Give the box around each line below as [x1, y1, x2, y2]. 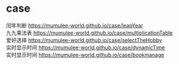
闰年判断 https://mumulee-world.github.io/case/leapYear [6, 22, 143, 29]
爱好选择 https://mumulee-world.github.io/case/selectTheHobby [6, 36, 163, 43]
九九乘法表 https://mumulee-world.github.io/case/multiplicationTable [6, 29, 173, 36]
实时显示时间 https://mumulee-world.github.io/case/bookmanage [6, 51, 164, 58]
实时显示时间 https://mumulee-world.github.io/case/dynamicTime [6, 43, 165, 51]
